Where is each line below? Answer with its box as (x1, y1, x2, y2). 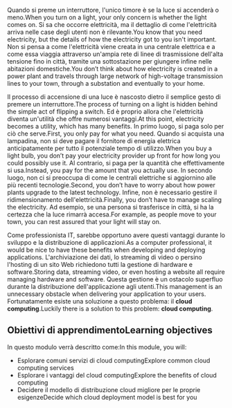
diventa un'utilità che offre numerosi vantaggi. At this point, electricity (7, 115, 204, 123)
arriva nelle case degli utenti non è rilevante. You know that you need (7, 28, 202, 36)
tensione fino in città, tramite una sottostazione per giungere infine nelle (7, 57, 213, 65)
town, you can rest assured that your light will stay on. (7, 218, 161, 225)
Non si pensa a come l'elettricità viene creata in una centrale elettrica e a (7, 43, 216, 50)
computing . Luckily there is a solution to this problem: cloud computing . (7, 304, 213, 313)
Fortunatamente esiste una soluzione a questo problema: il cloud (7, 297, 193, 305)
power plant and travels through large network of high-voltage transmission (7, 72, 223, 80)
